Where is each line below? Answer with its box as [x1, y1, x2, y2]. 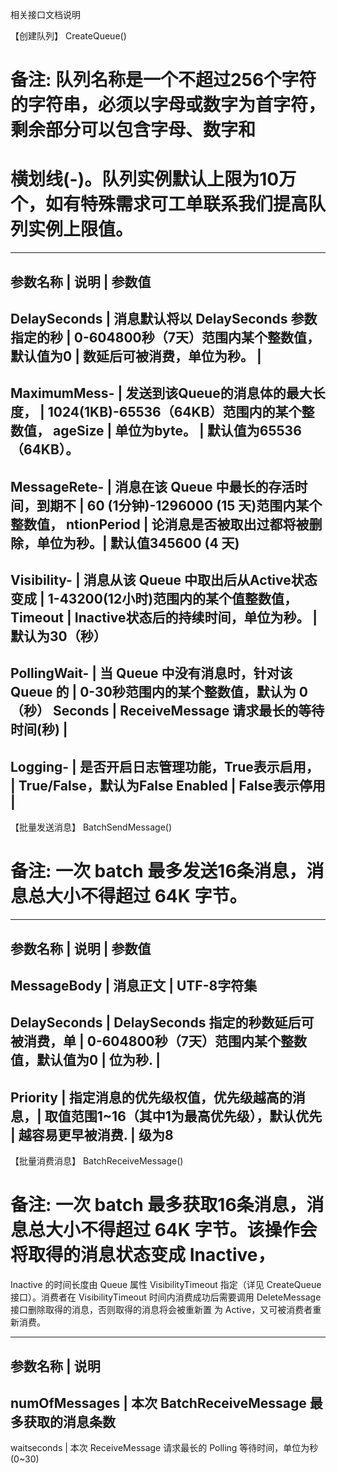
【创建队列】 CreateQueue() [10, 30, 127, 42]
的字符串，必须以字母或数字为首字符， [10, 94, 327, 117]
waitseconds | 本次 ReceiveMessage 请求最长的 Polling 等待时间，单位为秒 [10, 1442, 319, 1454]
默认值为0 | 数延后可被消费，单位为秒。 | [10, 348, 262, 365]
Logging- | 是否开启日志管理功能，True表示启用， [10, 758, 320, 775]
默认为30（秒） [10, 628, 107, 645]
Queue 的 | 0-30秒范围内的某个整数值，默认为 [10, 684, 297, 701]
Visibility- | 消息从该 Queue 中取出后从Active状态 [10, 572, 318, 589]
